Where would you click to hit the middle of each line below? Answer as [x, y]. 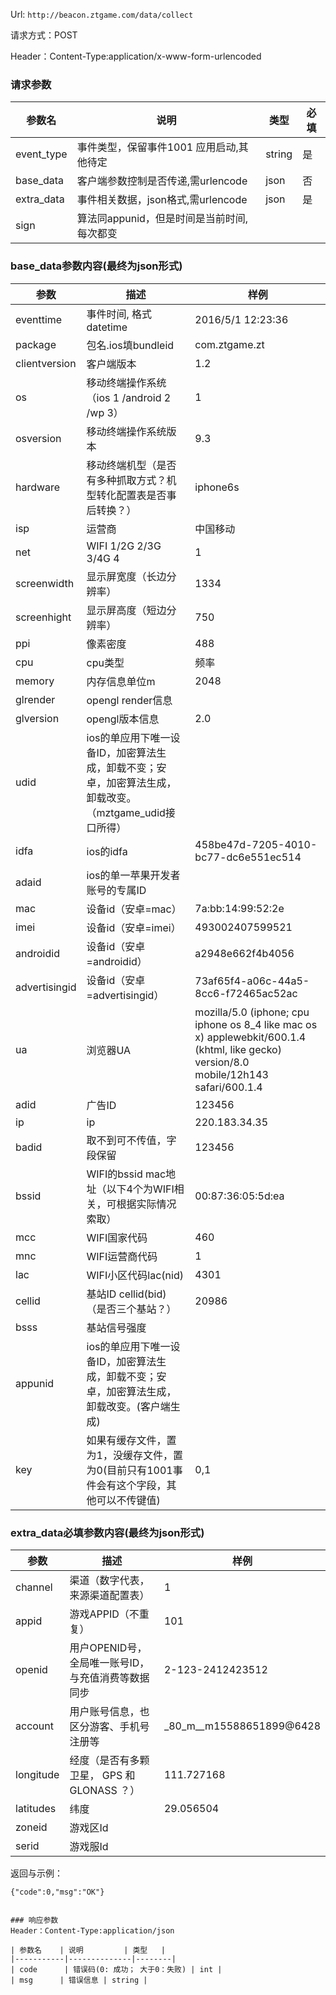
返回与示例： [36, 1873]
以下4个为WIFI [140, 1189]
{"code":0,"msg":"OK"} [57, 1892]
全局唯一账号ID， [109, 1662]
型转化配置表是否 [126, 495]
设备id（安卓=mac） [134, 909]
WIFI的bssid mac [126, 1174]
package [36, 344]
